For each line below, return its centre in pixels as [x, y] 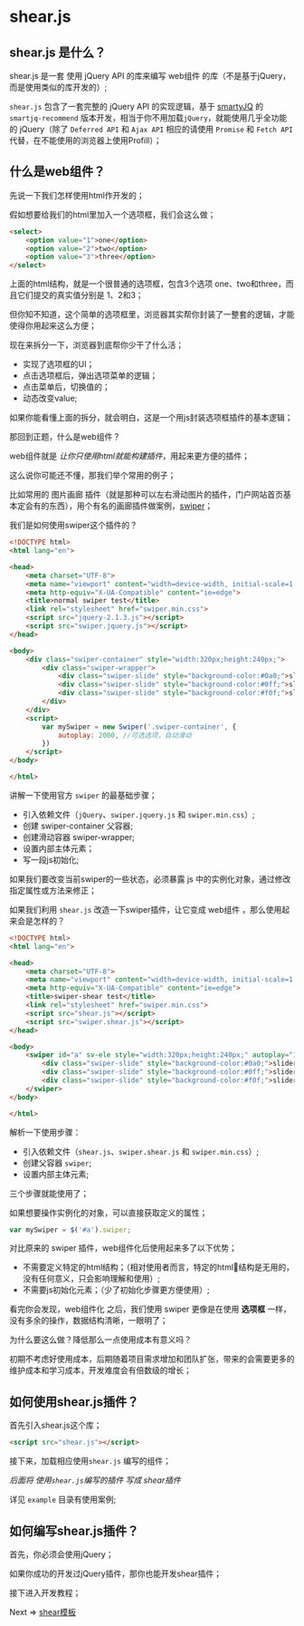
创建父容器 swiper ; [57, 1163]
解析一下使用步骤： [45, 1132]
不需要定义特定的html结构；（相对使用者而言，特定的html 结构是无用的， [158, 1267]
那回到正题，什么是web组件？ [65, 437]
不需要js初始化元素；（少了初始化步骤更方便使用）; [116, 1290]
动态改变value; [50, 398]
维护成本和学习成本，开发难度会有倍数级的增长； [100, 1370]
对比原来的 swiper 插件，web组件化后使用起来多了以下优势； [123, 1248]
